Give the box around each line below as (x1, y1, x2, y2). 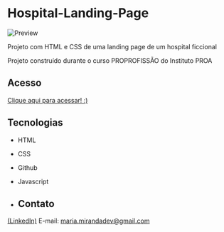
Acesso (7, 77, 42, 89)
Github (17, 163, 38, 172)
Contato (17, 198, 55, 210)
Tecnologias (7, 116, 63, 129)
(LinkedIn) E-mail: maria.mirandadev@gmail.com (7, 216, 150, 226)
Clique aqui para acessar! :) (7, 96, 88, 104)
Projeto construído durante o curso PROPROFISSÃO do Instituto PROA (7, 56, 213, 65)
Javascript (17, 177, 49, 186)
